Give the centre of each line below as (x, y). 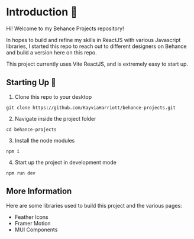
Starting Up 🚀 (31, 83)
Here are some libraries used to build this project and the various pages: (94, 205)
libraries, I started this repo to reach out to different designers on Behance (96, 46)
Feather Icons (31, 217)
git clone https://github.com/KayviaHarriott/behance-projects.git (91, 108)
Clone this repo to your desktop (53, 96)
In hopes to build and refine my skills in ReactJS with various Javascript (93, 40)
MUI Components (36, 230)
